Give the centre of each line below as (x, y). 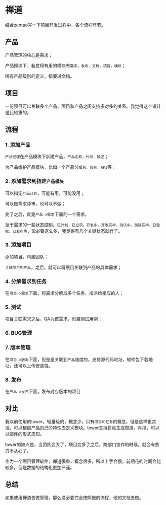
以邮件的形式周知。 (25, 434)
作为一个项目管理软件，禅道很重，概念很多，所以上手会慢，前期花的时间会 (81, 461)
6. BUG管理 (19, 333)
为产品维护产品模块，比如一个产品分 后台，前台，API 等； (61, 167)
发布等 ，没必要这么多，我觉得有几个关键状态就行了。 (69, 231)
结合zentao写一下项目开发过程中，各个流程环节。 (55, 25)
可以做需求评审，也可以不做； (35, 204)
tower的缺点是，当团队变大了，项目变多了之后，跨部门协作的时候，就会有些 (82, 444)
